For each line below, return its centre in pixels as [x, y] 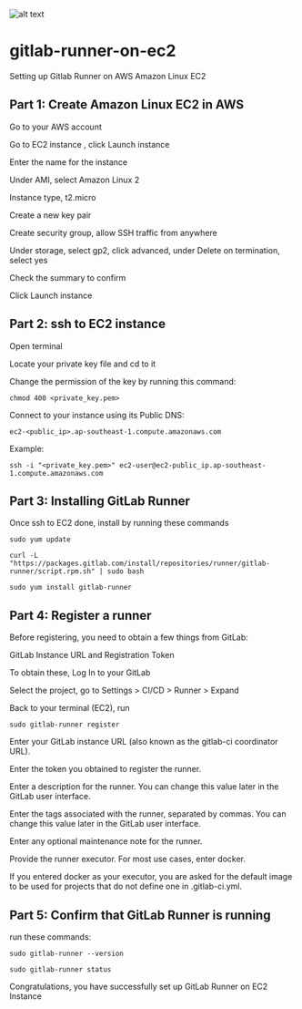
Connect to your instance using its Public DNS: [97, 415]
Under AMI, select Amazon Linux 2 [75, 180]
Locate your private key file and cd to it [83, 364]
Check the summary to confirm [68, 277]
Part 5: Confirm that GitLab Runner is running [140, 915]
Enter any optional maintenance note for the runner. [106, 841]
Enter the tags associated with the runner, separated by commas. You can [148, 814]
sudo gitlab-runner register [65, 725]
